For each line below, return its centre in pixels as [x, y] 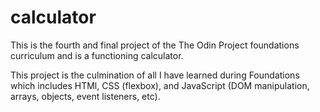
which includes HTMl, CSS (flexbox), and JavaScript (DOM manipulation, [160, 85]
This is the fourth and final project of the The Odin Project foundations [155, 45]
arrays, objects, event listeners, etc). [85, 96]
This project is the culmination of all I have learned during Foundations [155, 75]
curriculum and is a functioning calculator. [97, 55]
